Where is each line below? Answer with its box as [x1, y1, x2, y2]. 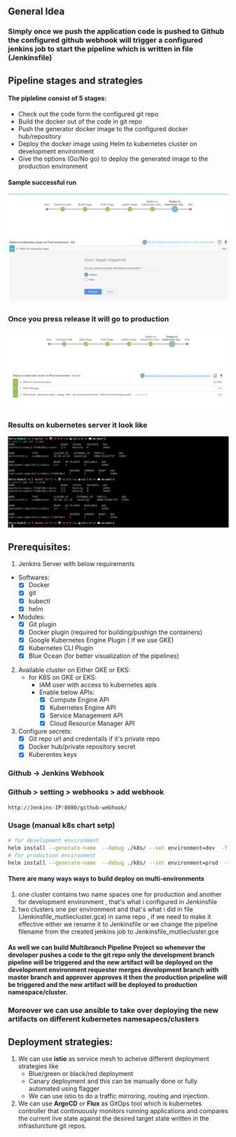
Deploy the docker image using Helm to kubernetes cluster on [18, 140, 197, 148]
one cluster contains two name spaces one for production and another [18, 890, 222, 899]
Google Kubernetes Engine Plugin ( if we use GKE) [28, 635, 174, 644]
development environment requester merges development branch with [8, 966, 219, 974]
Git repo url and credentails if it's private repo [28, 734, 160, 743]
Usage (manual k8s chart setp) [8, 820, 116, 830]
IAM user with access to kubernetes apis [39, 680, 157, 689]
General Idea [8, 6, 65, 18]
